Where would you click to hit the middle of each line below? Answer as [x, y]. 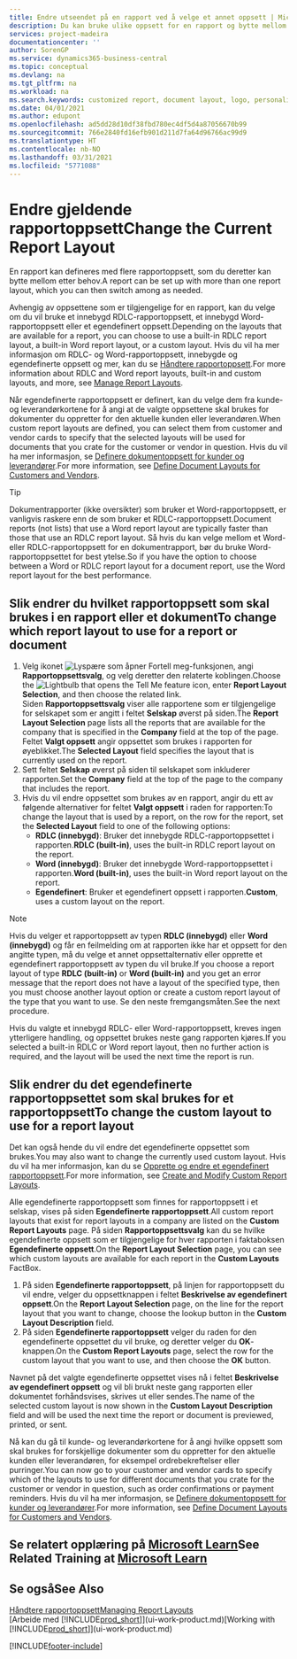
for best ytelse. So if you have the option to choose [165, 557]
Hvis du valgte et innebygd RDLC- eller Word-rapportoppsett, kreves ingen [145, 1028]
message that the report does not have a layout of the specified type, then [145, 983]
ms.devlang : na [37, 75]
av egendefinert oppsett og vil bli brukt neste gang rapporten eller [131, 1386]
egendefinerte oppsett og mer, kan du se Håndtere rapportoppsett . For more [148, 364]
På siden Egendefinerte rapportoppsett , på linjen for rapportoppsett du [153, 1284]
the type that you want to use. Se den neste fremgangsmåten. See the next [145, 1002]
